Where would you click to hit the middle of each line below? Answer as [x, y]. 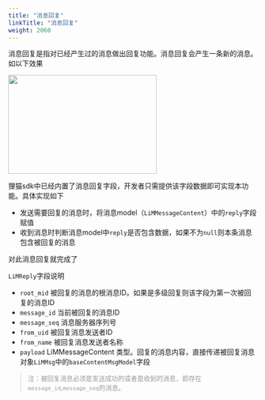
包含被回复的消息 [47, 243]
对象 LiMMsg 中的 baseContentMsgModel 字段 [85, 362]
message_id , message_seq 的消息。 [76, 388]
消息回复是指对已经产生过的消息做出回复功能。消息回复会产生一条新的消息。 [133, 54]
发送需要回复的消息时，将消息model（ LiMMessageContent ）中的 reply [131, 213]
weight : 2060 [30, 30]
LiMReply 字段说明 [36, 276]
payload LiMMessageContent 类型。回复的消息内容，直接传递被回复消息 [137, 352]
